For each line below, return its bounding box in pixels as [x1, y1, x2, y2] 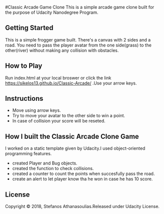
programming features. [5, 151, 52, 157]
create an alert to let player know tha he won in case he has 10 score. [12, 176, 153, 182]
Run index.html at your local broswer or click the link [5, 75, 112, 81]
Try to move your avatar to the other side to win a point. [12, 113, 126, 119]
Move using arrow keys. [12, 107, 61, 113]
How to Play [5, 62, 43, 70]
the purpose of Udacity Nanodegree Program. [5, 9, 98, 15]
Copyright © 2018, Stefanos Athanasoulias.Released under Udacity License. [5, 204, 160, 210]
